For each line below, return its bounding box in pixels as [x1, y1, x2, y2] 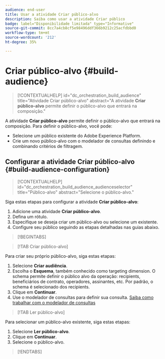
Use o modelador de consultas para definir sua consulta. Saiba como [12, 294, 154, 300]
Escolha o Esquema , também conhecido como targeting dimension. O [12, 268, 156, 274]
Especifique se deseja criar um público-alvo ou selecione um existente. [12, 219, 158, 225]
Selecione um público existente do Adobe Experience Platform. [12, 133, 142, 139]
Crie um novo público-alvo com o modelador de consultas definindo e [12, 138, 156, 144]
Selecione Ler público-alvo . [12, 328, 70, 334]
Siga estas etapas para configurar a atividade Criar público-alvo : [5, 199, 139, 205]
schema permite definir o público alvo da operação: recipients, [12, 273, 141, 279]
